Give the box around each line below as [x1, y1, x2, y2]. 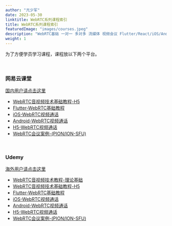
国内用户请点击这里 [5, 88, 46, 94]
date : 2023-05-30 [5, 12, 42, 17]
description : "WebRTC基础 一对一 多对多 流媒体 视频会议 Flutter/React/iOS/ [5, 31, 161, 36]
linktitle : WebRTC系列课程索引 [5, 17, 68, 22]
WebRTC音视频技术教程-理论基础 [12, 177, 83, 183]
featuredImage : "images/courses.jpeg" [5, 27, 88, 32]
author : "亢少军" [5, 7, 40, 13]
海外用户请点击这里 [5, 166, 46, 172]
